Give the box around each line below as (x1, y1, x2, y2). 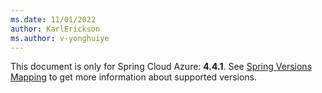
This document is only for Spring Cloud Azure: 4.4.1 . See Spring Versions (10, 61, 313, 73)
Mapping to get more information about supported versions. (10, 71, 258, 83)
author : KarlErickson (10, 24, 101, 34)
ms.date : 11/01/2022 (10, 14, 97, 25)
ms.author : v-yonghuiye (10, 33, 110, 43)
